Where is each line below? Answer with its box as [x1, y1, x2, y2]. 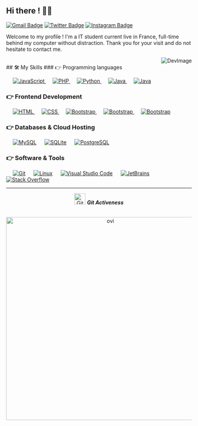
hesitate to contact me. [6, 45, 62, 53]
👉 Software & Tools [6, 154, 65, 162]
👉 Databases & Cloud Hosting [6, 123, 95, 132]
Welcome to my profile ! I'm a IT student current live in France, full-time [6, 33, 179, 40]
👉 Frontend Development [6, 92, 82, 100]
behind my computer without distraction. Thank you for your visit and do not [6, 39, 192, 46]
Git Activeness [87, 199, 124, 206]
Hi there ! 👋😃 [6, 6, 52, 16]
